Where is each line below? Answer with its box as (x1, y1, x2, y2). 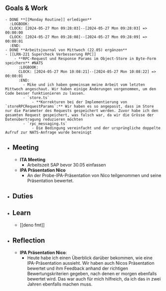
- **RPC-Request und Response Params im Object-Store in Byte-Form (14, 56, 156, 61)
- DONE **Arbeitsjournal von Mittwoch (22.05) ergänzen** (5, 47, 127, 53)
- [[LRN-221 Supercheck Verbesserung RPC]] (5, 52, 97, 57)
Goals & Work (5, 4, 48, 12)
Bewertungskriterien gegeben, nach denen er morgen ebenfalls (27, 270, 157, 277)
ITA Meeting (19, 156, 46, 163)
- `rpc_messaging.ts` (23, 121, 68, 126)
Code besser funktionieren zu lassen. (5, 91, 85, 96)
